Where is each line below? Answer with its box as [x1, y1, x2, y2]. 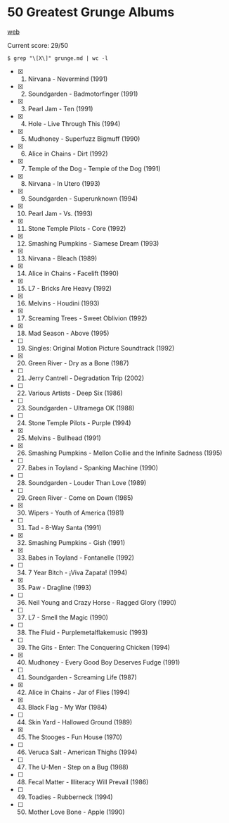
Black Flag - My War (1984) [27, 703, 107, 711]
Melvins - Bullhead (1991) [27, 434, 102, 442]
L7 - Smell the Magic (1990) [27, 613, 109, 622]
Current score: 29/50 [7, 41, 69, 49]
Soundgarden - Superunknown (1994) [27, 194, 138, 203]
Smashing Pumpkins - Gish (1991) [27, 538, 126, 546]
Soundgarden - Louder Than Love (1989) [27, 478, 147, 486]
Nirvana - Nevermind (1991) [27, 75, 108, 83]
